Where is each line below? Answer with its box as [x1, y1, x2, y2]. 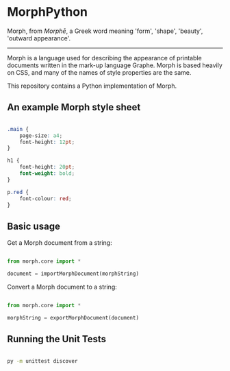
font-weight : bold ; [19, 170, 75, 177]
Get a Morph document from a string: [7, 239, 112, 247]
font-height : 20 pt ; [19, 164, 75, 171]
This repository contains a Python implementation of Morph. [7, 82, 177, 90]
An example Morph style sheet [7, 101, 141, 113]
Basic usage [7, 220, 60, 232]
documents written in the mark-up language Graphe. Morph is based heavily [7, 61, 222, 69]
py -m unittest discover [7, 357, 78, 364]
